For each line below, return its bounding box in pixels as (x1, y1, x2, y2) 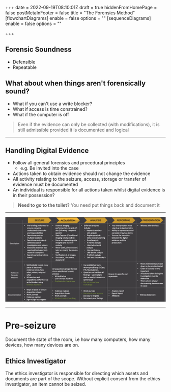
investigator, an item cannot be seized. (5, 381, 87, 387)
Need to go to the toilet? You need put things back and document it (17, 202, 160, 208)
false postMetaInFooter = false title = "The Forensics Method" (5, 10, 135, 16)
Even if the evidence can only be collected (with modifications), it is (17, 121, 160, 127)
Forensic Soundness (5, 45, 72, 54)
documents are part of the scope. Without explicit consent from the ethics (5, 376, 160, 382)
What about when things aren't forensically (5, 79, 146, 88)
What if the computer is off (12, 111, 69, 117)
